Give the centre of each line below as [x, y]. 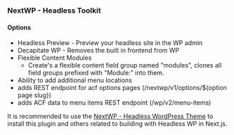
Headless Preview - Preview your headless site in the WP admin [110, 43]
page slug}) [34, 95]
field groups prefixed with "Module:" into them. [96, 73]
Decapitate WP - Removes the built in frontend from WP [98, 51]
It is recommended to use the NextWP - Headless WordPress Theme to [110, 116]
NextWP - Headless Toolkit [54, 11]
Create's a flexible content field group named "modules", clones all [125, 65]
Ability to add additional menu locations [74, 80]
